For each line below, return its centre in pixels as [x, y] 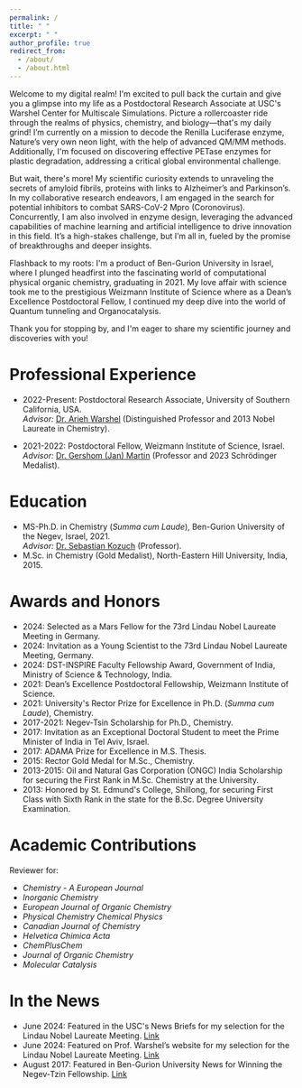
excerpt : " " [34, 34]
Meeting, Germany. [58, 655]
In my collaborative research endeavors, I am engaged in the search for [142, 197]
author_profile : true [50, 43]
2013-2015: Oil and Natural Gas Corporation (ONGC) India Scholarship [152, 770]
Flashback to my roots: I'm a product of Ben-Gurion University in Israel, [142, 263]
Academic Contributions [103, 845]
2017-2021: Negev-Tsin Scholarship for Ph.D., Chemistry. [128, 722]
